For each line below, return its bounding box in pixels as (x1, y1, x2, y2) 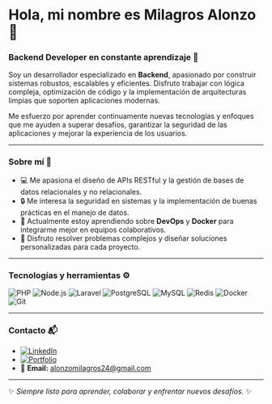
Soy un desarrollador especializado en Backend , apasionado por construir (8, 70, 257, 80)
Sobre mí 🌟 (8, 156, 52, 167)
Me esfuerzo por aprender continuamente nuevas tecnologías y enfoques (8, 112, 254, 121)
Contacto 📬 (8, 325, 58, 336)
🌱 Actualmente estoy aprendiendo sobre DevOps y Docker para (19, 216, 234, 225)
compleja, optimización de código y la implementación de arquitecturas (8, 87, 247, 97)
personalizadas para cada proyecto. (19, 242, 141, 251)
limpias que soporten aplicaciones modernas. (8, 95, 160, 106)
